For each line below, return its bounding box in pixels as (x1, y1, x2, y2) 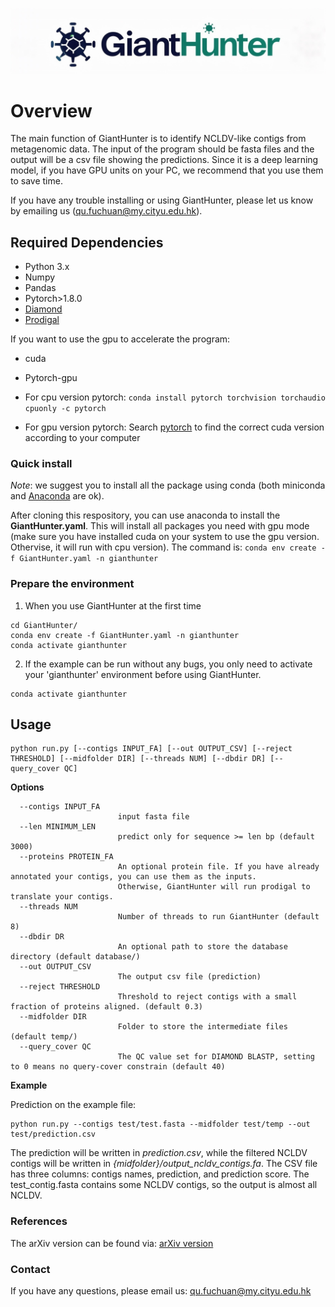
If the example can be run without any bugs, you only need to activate (24, 658, 313, 670)
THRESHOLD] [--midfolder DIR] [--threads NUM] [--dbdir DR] (10, 754, 267, 764)
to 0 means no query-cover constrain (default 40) (10, 1062, 226, 1072)
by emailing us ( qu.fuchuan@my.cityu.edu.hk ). (10, 205, 203, 217)
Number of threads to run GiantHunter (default (117, 912, 320, 922)
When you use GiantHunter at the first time (24, 599, 202, 612)
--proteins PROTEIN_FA (19, 852, 114, 862)
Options (10, 781, 45, 793)
